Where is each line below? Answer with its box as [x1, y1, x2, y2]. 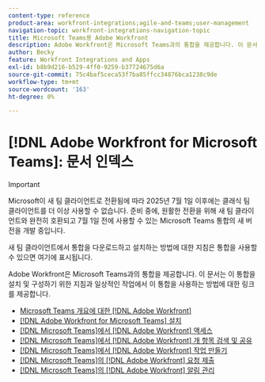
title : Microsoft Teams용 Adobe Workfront [8, 33, 149, 42]
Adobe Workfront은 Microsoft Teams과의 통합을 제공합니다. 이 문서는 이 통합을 [8, 269, 256, 279]
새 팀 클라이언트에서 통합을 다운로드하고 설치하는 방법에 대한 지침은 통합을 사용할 [8, 243, 258, 252]
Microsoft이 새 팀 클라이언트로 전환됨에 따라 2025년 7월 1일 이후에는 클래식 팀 [8, 196, 251, 206]
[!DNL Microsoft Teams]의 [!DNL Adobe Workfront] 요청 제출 [19, 356, 215, 365]
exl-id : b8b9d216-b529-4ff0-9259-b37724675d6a [8, 63, 165, 71]
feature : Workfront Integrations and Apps [8, 56, 150, 64]
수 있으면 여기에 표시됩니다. [8, 253, 93, 262]
